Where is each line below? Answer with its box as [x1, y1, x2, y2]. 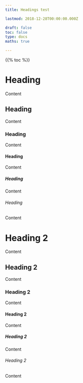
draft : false [5, 25, 32, 30]
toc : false [5, 30, 28, 35]
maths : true [5, 39, 30, 44]
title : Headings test [5, 7, 50, 12]
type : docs [5, 34, 28, 40]
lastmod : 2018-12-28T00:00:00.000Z [5, 16, 79, 21]
